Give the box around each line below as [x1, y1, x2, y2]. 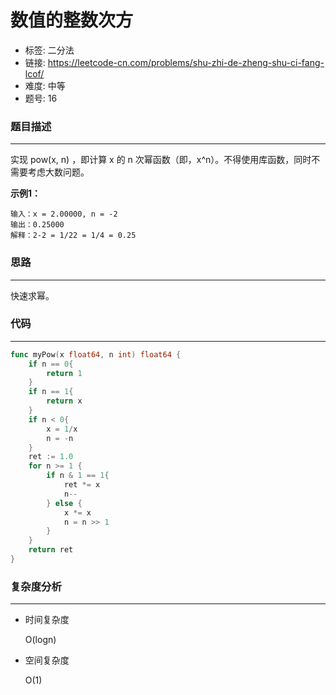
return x [46, 396, 83, 406]
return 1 [46, 368, 83, 378]
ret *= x [63, 480, 101, 490]
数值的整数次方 [10, 9, 134, 32]
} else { [46, 498, 83, 508]
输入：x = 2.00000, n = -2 [10, 209, 118, 220]
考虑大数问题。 [27, 166, 90, 178]
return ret [28, 545, 74, 555]
